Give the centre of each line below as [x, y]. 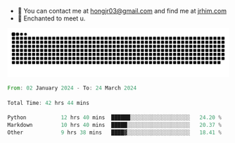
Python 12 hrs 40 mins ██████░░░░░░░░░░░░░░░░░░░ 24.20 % [114, 118]
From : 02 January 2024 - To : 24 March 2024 [72, 88]
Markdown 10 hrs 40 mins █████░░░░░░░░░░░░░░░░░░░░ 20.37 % [114, 125]
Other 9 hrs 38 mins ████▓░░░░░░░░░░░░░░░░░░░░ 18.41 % [114, 132]
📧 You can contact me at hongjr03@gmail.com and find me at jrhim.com [122, 11]
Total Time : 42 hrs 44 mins [49, 103]
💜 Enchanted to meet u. [51, 18]
